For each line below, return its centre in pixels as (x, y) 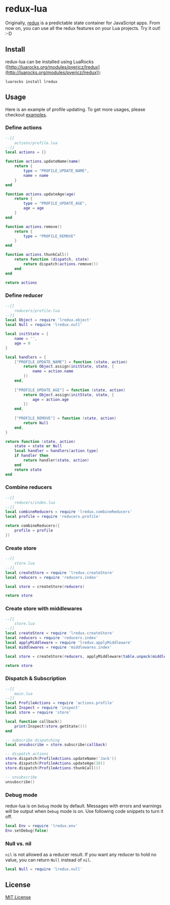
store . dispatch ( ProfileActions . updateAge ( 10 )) (55, 763)
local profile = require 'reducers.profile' (53, 517)
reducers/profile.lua (37, 311)
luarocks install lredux (31, 81)
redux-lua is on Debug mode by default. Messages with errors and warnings (83, 806)
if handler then (32, 456)
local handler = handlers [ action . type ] (56, 451)
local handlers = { (26, 357)
